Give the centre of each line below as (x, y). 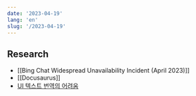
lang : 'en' (23, 20)
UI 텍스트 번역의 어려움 (48, 86)
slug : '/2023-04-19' (37, 26)
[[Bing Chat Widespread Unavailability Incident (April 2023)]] (104, 71)
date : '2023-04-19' (35, 13)
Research (28, 54)
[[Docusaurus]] (39, 78)
